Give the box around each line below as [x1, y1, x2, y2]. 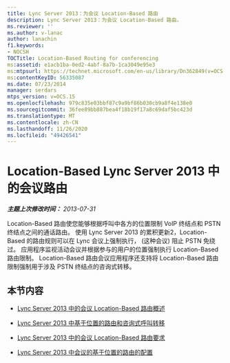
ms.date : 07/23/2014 [7, 81, 67, 87]
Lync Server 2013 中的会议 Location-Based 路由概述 [17, 304, 165, 312]
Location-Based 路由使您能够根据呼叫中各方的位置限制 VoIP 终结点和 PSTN [7, 220, 221, 228]
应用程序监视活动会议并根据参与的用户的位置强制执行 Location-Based [20, 245, 219, 253]
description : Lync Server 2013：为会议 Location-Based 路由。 [7, 17, 182, 23]
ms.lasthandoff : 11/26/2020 [7, 125, 88, 132]
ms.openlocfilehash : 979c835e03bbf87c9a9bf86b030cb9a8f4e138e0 [7, 100, 193, 107]
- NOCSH [7, 49, 30, 56]
